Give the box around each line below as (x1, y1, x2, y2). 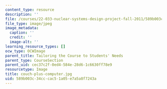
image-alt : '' (9, 40, 39, 44)
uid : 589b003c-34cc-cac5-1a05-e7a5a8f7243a (5, 76, 97, 81)
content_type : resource (5, 7, 55, 12)
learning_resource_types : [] (5, 44, 66, 49)
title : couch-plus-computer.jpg (5, 72, 72, 77)
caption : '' (9, 30, 35, 35)
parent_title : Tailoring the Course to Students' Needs (5, 53, 123, 58)
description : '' (5, 12, 39, 17)
